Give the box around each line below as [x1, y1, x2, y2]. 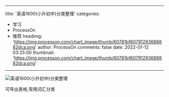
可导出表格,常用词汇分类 [5, 86, 55, 92]
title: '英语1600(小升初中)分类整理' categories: [5, 11, 100, 17]
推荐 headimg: [12, 33, 43, 39]
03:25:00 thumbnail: [12, 50, 55, 56]
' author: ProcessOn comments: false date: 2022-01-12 [35, 44, 149, 50]
